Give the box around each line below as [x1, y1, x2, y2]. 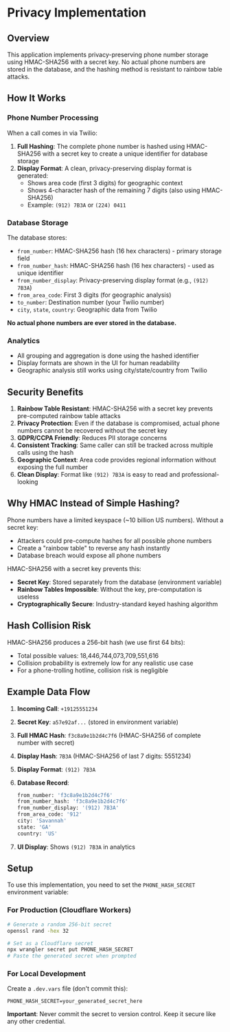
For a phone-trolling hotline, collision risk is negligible [16, 666, 168, 674]
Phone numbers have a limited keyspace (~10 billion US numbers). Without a [7, 515, 224, 524]
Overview [7, 32, 50, 44]
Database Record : [16, 778, 70, 787]
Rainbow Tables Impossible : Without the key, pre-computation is [16, 585, 203, 593]
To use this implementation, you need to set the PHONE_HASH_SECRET [7, 880, 196, 889]
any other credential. [7, 1018, 66, 1026]
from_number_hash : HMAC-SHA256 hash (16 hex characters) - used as [16, 261, 215, 269]
